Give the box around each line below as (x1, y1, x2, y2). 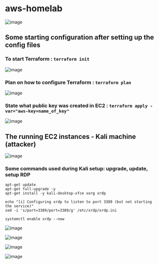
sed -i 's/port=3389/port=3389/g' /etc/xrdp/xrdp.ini (5, 208, 117, 213)
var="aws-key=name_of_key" (5, 108, 69, 114)
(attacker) (5, 140, 36, 148)
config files (5, 41, 41, 49)
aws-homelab (5, 3, 63, 14)
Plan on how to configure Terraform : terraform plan (5, 79, 131, 86)
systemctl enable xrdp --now (5, 217, 65, 221)
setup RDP (5, 171, 31, 178)
